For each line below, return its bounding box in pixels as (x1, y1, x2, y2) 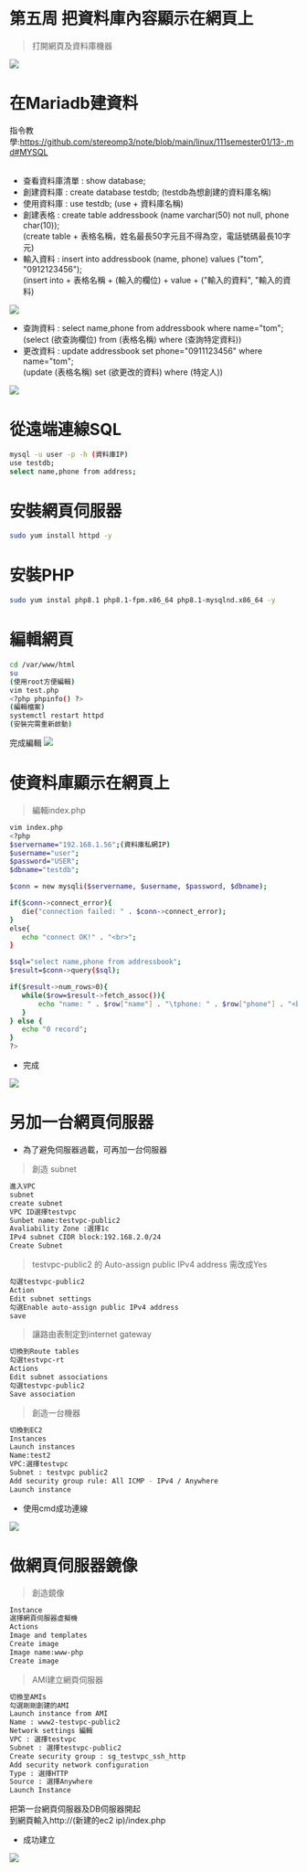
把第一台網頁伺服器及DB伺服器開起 (9, 1803, 142, 1814)
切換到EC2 (9, 1425, 43, 1435)
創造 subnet (31, 1164, 77, 1175)
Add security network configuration (9, 1760, 149, 1770)
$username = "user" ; (9, 848, 79, 857)
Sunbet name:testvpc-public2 (9, 1216, 121, 1225)
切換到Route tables (9, 1347, 79, 1356)
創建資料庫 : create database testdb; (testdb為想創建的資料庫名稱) (22, 186, 271, 197)
